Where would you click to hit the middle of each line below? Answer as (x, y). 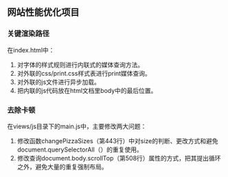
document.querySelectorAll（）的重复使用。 (80, 149)
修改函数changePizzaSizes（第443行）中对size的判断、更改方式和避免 (117, 140)
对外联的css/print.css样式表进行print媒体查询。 (84, 73)
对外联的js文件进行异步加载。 (59, 82)
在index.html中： (31, 50)
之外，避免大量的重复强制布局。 (62, 167)
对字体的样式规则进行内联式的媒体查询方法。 (80, 65)
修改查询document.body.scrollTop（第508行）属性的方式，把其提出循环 (119, 158)
